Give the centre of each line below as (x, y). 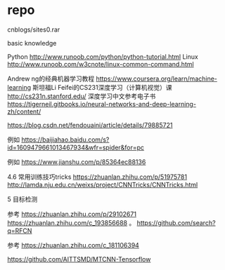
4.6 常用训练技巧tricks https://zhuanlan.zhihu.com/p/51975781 (97, 177)
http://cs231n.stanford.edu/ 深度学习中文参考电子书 (82, 96)
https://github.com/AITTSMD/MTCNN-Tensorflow (79, 259)
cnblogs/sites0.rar (34, 29)
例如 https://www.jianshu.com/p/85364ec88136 (77, 162)
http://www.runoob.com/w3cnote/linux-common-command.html (101, 64)
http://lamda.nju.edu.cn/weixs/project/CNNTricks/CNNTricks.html (103, 184)
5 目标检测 (22, 199)
